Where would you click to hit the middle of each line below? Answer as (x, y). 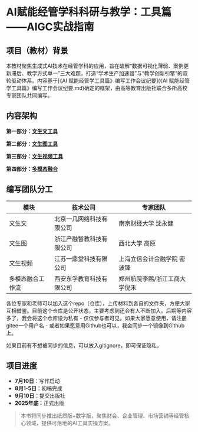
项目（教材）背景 (37, 51)
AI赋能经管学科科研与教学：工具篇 (89, 12)
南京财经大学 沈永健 (146, 223)
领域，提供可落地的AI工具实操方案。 (70, 423)
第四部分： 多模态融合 (32, 168)
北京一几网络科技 (78, 219)
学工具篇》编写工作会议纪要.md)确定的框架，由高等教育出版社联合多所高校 (97, 88)
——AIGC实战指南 (50, 27)
